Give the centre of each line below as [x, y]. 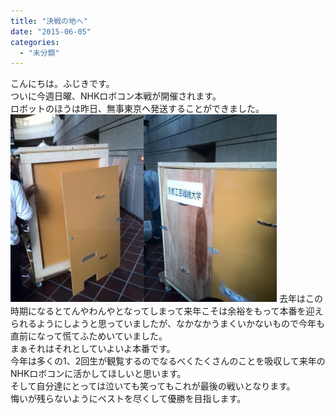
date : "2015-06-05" [51, 31]
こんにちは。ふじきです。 [62, 84]
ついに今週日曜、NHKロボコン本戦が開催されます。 [116, 96]
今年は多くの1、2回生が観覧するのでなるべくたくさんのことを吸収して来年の [168, 361]
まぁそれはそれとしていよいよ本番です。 [93, 349]
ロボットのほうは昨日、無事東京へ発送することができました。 [137, 109]
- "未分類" [39, 53]
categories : [35, 42]
